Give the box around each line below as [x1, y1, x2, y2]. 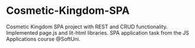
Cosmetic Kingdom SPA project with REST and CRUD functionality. [6, 23, 168, 30]
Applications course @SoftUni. [6, 35, 81, 42]
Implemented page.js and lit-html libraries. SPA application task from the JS [6, 29, 190, 36]
